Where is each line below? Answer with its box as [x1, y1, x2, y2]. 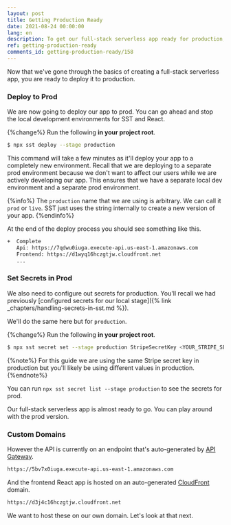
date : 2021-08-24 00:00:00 [7, 23, 85, 30]
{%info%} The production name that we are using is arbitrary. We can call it [7, 197, 221, 205]
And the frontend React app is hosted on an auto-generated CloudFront [7, 478, 210, 486]
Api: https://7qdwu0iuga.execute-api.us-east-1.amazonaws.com [16, 244, 198, 251]
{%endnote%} [7, 371, 48, 379]
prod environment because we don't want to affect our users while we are [7, 169, 217, 177]
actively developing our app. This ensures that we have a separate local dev [7, 176, 223, 185]
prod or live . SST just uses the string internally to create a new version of [7, 204, 215, 212]
